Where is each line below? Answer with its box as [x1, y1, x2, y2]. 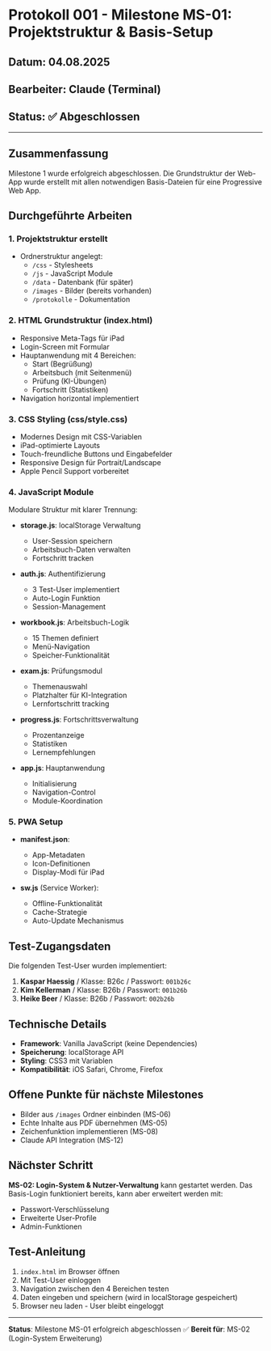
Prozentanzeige [31, 731, 85, 740]
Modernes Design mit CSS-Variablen [19, 431, 143, 442]
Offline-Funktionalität [31, 899, 103, 908]
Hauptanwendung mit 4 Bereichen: [19, 350, 136, 360]
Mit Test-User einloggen [19, 1275, 101, 1285]
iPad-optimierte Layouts [19, 440, 101, 450]
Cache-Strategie [31, 908, 87, 917]
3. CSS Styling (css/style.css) [8, 413, 128, 425]
